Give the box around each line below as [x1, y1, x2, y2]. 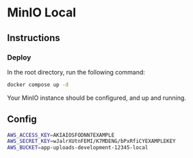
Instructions [7, 32, 60, 44]
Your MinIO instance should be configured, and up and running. [7, 94, 187, 102]
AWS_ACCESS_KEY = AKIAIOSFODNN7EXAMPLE [7, 131, 115, 138]
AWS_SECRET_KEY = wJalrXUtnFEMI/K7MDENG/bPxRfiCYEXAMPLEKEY [7, 138, 176, 145]
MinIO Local [7, 5, 77, 21]
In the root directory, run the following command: [7, 68, 146, 76]
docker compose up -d [7, 81, 69, 88]
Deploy [7, 53, 31, 62]
